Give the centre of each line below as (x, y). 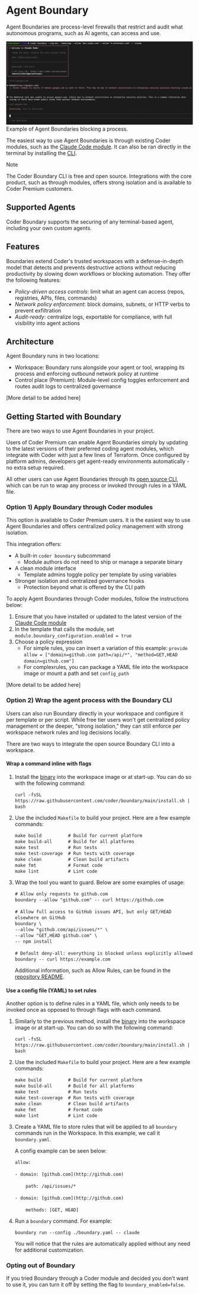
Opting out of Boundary (41, 1265)
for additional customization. (49, 1250)
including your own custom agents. (49, 228)
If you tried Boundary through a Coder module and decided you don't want (97, 1279)
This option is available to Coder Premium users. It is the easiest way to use (98, 520)
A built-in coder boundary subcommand (62, 556)
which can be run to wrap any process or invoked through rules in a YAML (97, 485)
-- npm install (33, 941)
